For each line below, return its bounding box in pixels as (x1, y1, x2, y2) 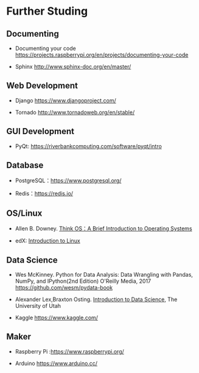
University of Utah (15, 302, 61, 310)
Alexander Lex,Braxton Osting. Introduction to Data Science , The (15, 296, 178, 303)
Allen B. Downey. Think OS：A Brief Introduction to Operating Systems (15, 225, 193, 232)
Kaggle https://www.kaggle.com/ (15, 314, 99, 321)
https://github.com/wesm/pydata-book (15, 284, 113, 291)
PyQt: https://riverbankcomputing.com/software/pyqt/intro (15, 142, 162, 150)
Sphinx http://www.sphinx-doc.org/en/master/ (15, 63, 131, 70)
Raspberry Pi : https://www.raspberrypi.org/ (15, 347, 125, 355)
